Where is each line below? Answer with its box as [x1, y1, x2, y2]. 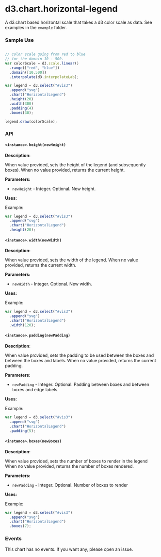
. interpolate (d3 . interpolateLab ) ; [9, 74, 79, 80]
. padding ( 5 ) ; [9, 428, 36, 433]
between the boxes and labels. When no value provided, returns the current [5, 358, 156, 364]
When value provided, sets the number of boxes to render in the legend [5, 458, 148, 464]
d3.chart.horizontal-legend [5, 3, 118, 15]
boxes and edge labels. [12, 387, 59, 393]
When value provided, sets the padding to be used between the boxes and [5, 352, 154, 358]
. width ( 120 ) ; [9, 322, 36, 328]
